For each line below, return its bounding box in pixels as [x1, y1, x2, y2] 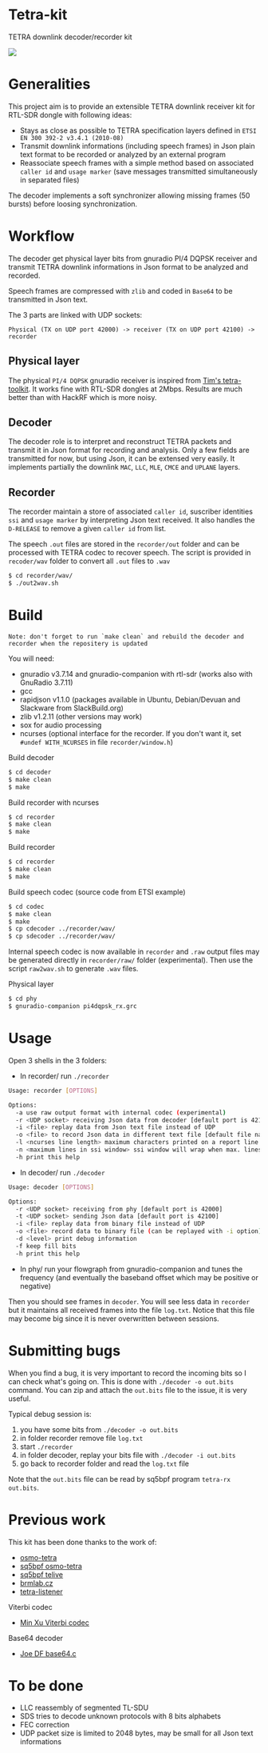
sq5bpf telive [19, 1570, 64, 1579]
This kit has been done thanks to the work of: [8, 1537, 157, 1547]
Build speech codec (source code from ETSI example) [8, 887, 186, 897]
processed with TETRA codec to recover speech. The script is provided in [8, 548, 251, 558]
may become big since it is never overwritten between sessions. [8, 1314, 219, 1323]
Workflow [8, 227, 75, 246]
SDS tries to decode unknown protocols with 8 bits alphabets [19, 1711, 222, 1721]
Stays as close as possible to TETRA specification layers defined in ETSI [19, 126, 257, 135]
